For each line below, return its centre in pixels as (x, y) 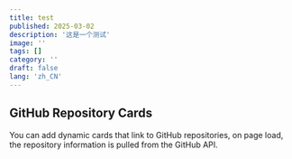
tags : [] (26, 51)
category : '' (34, 60)
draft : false (34, 69)
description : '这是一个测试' (60, 34)
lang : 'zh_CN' (36, 77)
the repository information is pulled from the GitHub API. (114, 145)
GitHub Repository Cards (81, 113)
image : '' (28, 43)
